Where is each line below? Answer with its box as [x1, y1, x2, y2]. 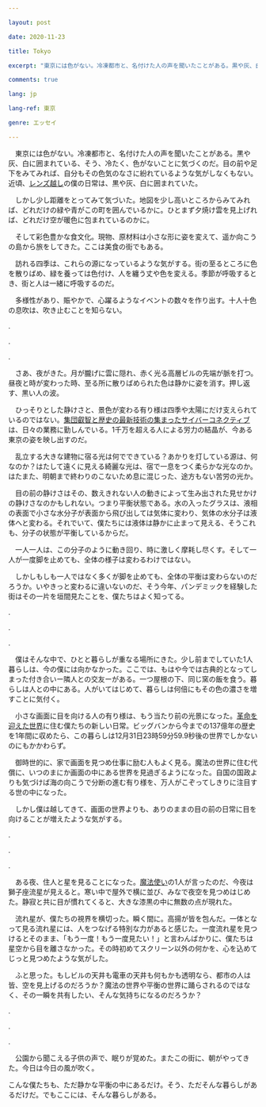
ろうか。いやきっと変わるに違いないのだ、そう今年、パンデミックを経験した [8, 581, 258, 591]
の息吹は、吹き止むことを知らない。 [8, 305, 127, 314]
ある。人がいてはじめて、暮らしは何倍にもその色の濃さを [63, 684, 251, 694]
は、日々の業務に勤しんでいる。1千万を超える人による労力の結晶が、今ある [8, 425, 253, 434]
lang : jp [8, 90, 37, 98]
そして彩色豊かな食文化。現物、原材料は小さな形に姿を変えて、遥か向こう [14, 232, 257, 241]
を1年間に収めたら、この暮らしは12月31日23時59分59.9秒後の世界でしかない [8, 731, 258, 740]
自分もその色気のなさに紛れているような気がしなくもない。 [63, 168, 258, 178]
